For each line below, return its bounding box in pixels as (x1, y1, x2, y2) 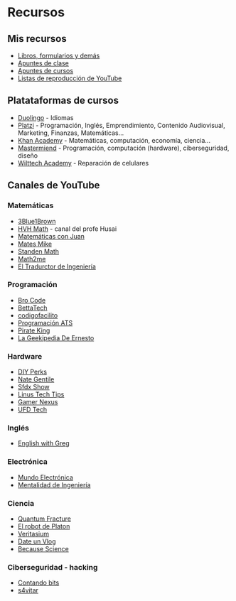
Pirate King (17, 326, 50, 335)
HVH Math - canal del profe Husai (17, 224, 117, 233)
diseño (17, 151, 38, 160)
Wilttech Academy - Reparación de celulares (17, 158, 149, 167)
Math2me (17, 254, 46, 263)
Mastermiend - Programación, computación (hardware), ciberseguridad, (17, 144, 230, 152)
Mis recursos (7, 33, 67, 45)
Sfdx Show (17, 383, 50, 391)
